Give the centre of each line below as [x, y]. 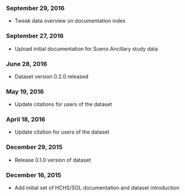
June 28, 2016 [27, 64]
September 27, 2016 [35, 36]
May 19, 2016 [25, 92]
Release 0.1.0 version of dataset [53, 160]
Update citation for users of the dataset [62, 132]
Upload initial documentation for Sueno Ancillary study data [86, 48]
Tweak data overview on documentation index [70, 21]
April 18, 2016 [26, 120]
